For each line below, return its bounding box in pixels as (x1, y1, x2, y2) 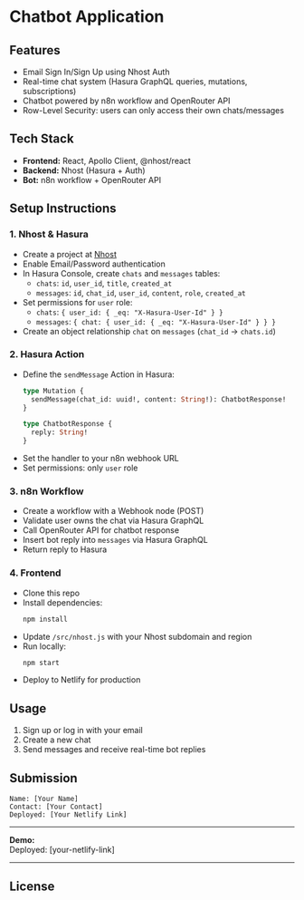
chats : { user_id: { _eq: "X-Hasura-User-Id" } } (35, 306, 223, 317)
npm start (22, 658, 61, 667)
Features (9, 43, 61, 58)
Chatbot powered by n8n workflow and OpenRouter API (22, 95, 231, 106)
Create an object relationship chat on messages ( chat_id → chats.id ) (22, 325, 276, 336)
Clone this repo (22, 587, 80, 598)
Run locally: (22, 641, 66, 652)
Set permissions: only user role (22, 462, 138, 473)
